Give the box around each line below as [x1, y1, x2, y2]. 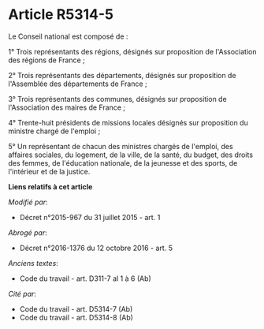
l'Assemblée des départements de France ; [8, 79, 147, 88]
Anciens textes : [8, 258, 59, 267]
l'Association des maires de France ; [8, 103, 126, 112]
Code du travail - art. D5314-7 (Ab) [19, 304, 133, 313]
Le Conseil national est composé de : [8, 32, 128, 41]
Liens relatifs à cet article [8, 181, 93, 191]
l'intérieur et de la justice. [8, 166, 91, 176]
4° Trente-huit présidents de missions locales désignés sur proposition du [8, 118, 248, 127]
